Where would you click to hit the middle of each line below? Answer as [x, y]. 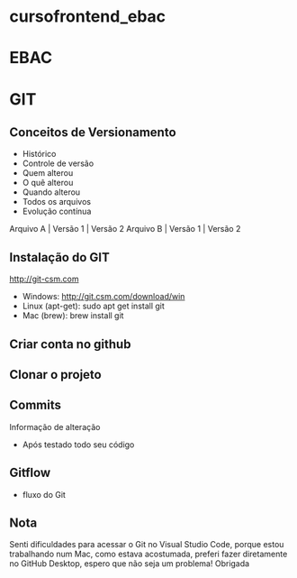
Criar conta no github [70, 344]
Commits [35, 405]
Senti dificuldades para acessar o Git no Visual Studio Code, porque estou [147, 545]
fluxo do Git [44, 494]
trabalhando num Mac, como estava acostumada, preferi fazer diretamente [148, 554]
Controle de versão [58, 163]
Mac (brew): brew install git [73, 316]
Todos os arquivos [57, 202]
